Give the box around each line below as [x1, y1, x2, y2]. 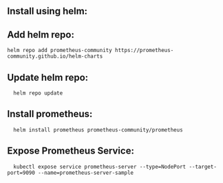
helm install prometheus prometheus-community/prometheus [13, 126, 184, 133]
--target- [189, 163, 217, 170]
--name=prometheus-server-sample [37, 169, 134, 176]
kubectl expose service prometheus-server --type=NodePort [13, 163, 187, 170]
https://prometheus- [114, 47, 174, 54]
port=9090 [7, 169, 36, 176]
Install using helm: [7, 5, 88, 17]
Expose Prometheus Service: [7, 145, 134, 157]
